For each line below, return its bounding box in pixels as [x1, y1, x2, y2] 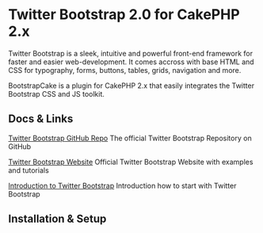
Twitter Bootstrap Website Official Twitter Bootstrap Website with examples [8, 157, 253, 166]
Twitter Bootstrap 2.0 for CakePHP [8, 6, 240, 24]
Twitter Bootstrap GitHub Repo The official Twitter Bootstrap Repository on [8, 133, 252, 143]
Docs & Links [8, 113, 74, 126]
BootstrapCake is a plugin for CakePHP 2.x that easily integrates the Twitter [8, 81, 255, 90]
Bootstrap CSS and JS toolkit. [8, 89, 105, 98]
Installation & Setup [8, 212, 107, 226]
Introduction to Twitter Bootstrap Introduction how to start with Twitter [8, 181, 237, 190]
